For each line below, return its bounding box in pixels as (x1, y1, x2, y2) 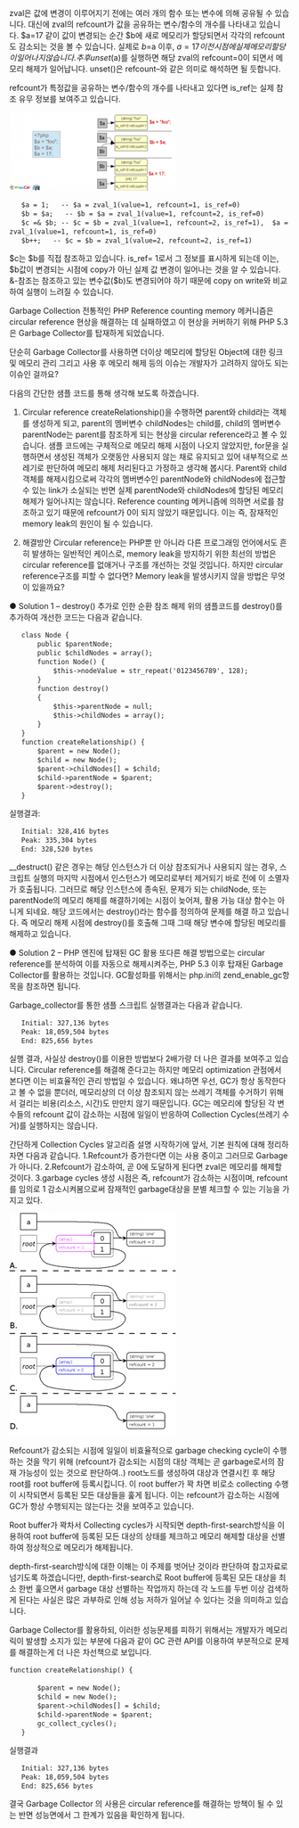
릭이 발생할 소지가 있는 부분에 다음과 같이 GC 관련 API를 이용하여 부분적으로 (9, 1635, 273, 1646)
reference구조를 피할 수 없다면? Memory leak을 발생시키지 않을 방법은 (21, 571, 269, 581)
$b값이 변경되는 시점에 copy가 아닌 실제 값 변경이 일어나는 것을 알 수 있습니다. (9, 264, 281, 275)
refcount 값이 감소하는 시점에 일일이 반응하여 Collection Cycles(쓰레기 (32, 1109, 280, 1119)
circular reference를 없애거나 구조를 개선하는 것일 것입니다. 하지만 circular (21, 560, 284, 570)
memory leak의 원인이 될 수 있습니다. (21, 518, 153, 529)
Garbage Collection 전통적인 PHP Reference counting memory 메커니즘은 (9, 306, 274, 316)
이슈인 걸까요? (9, 369, 60, 379)
